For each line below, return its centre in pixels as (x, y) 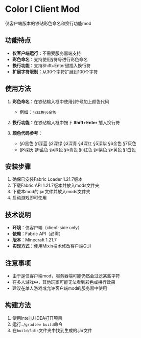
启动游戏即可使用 (29, 198)
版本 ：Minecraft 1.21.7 (35, 240)
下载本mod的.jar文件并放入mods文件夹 (51, 192)
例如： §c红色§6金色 (38, 112)
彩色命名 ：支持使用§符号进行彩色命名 (50, 59)
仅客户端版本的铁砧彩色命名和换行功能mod (48, 23)
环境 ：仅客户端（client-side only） (47, 228)
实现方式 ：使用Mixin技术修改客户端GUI (51, 246)
